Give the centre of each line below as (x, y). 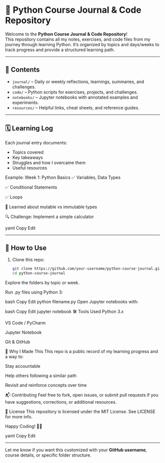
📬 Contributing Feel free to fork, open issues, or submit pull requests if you (82, 395)
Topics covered (28, 152)
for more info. (19, 417)
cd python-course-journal (39, 273)
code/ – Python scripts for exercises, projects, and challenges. (75, 92)
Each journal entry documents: (36, 142)
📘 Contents (23, 70)
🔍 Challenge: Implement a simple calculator (50, 217)
